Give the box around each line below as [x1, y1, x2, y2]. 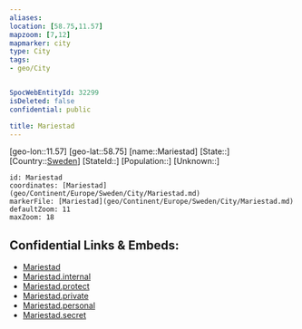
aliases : [9, 13, 43, 23]
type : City [9, 47, 51, 56]
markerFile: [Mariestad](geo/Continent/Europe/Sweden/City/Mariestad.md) [9, 197, 295, 207]
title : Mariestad [9, 121, 75, 131]
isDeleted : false [9, 96, 75, 105]
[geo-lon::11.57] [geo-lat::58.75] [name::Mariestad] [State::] [9, 146, 230, 157]
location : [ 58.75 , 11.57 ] [9, 22, 103, 31]
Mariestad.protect [22, 281, 90, 292]
